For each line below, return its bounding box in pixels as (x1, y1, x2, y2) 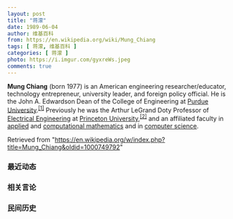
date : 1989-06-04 (7, 23, 58, 30)
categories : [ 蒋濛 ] (7, 50, 69, 57)
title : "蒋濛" (7, 17, 47, 24)
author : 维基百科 (7, 30, 54, 37)
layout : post (7, 10, 46, 18)
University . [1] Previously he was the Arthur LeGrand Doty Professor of (7, 104, 210, 114)
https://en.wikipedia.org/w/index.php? (54, 135, 165, 144)
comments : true (7, 63, 52, 70)
